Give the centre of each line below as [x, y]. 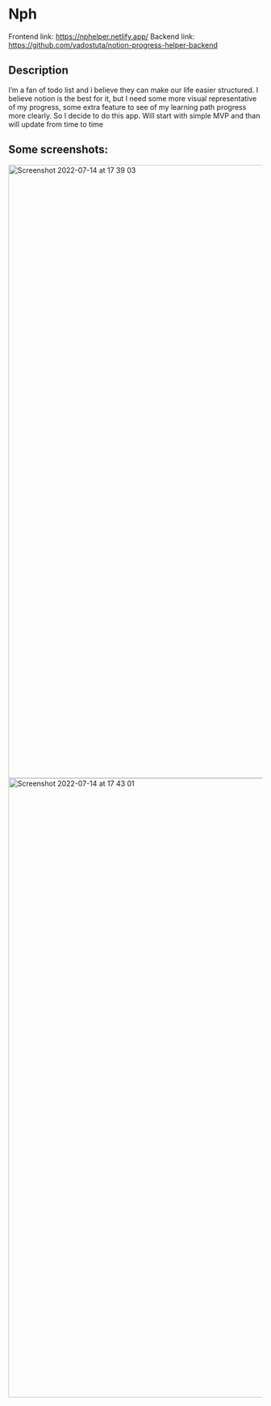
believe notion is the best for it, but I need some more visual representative [133, 99]
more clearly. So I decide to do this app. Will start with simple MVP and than [134, 115]
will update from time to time [56, 124]
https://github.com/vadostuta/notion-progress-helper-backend [113, 44]
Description [38, 71]
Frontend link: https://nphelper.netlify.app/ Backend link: [102, 36]
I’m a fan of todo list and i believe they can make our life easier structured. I [133, 90]
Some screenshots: [58, 150]
